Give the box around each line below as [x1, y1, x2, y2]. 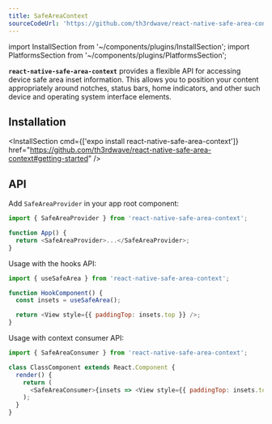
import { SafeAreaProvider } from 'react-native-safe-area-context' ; [8, 214, 249, 223]
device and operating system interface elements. [8, 91, 172, 101]
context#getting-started [8, 154, 89, 163]
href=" [8, 145, 31, 155]
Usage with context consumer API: [8, 333, 124, 342]
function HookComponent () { [8, 289, 104, 297]
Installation [8, 115, 66, 129]
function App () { [8, 229, 67, 237]
